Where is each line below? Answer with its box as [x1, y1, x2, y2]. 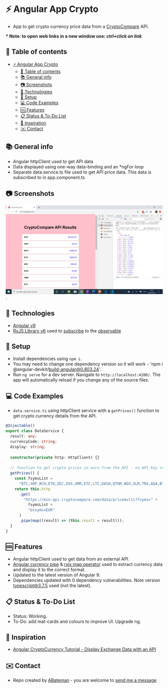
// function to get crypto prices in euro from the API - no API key [10, 465, 158, 470]
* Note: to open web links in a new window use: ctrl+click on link [5, 33, 142, 39]
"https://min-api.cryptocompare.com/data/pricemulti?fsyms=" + [23, 497, 158, 502]
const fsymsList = [14, 476, 53, 481]
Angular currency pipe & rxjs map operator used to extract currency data [12, 561, 163, 567]
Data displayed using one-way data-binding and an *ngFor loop [12, 163, 144, 169]
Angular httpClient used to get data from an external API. [12, 555, 130, 562]
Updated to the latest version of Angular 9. [12, 571, 101, 577]
